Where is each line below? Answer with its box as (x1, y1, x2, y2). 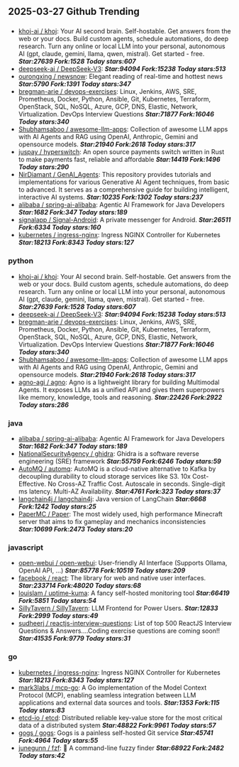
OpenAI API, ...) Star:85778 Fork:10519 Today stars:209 (18, 566, 186, 575)
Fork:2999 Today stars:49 (18, 611, 99, 620)
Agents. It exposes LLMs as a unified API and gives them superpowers (18, 385, 225, 393)
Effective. (18, 479, 47, 488)
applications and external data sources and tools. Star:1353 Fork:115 (18, 698, 221, 707)
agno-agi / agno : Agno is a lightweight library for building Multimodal (18, 378, 220, 386)
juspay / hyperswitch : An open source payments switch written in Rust (18, 148, 225, 156)
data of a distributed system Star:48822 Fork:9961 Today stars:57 (18, 721, 216, 729)
